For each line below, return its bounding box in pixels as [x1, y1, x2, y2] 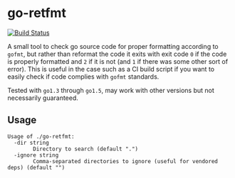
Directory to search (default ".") [33, 145, 139, 152]
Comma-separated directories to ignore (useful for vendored [33, 157, 219, 165]
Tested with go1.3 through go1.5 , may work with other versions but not [7, 86, 215, 94]
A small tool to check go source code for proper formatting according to [7, 42, 219, 50]
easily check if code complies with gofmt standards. [7, 72, 160, 81]
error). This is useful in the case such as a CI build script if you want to [7, 65, 215, 73]
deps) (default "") [7, 164, 66, 171]
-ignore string [14, 151, 59, 159]
